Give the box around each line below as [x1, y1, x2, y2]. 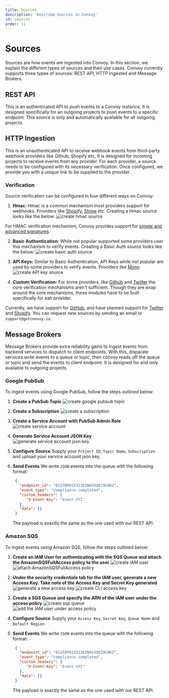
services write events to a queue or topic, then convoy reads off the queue [5, 354, 160, 360]
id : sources [5, 17, 30, 22]
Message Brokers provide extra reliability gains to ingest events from [5, 343, 148, 350]
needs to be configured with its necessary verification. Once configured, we [5, 163, 163, 169]
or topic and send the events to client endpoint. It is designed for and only [5, 359, 158, 365]
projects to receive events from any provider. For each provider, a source [5, 158, 156, 164]
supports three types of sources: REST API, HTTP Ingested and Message [5, 70, 157, 76]
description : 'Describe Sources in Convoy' [5, 12, 98, 17]
